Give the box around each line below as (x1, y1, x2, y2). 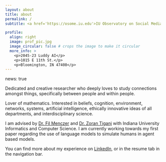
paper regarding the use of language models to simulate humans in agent (5, 131, 155, 137)
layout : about (5, 7, 35, 12)
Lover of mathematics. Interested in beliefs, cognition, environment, (5, 100, 143, 107)
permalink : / (5, 16, 32, 21)
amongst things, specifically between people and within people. (5, 91, 135, 97)
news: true (5, 76, 27, 82)
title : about (5, 12, 32, 17)
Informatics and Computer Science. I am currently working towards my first (5, 126, 159, 132)
